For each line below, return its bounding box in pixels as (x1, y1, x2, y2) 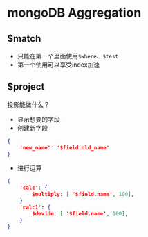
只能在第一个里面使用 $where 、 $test (17, 52, 119, 60)
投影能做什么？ (7, 100, 50, 108)
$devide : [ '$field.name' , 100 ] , (32, 210, 129, 217)
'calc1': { (19, 204, 51, 211)
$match (7, 33, 41, 44)
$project (7, 81, 45, 93)
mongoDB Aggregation (7, 5, 142, 21)
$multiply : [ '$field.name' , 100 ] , (32, 191, 135, 198)
